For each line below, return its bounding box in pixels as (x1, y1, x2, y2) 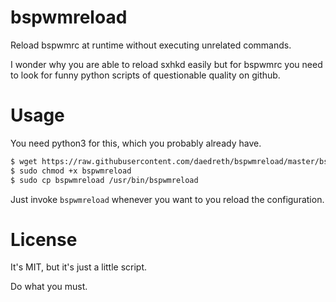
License (10, 228, 78, 251)
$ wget (10, 156, 38, 166)
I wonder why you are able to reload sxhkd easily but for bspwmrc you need (10, 58, 323, 70)
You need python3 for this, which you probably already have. (10, 137, 262, 149)
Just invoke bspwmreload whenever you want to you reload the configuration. (10, 193, 325, 205)
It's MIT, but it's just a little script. (10, 261, 148, 273)
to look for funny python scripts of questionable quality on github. (10, 69, 281, 81)
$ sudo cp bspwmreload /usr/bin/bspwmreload (10, 175, 199, 185)
